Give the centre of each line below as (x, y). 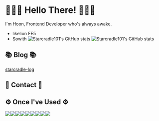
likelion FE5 (24, 33)
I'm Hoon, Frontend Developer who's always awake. (59, 24)
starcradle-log (20, 69)
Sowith (19, 39)
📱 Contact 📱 (24, 85)
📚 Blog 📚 (21, 55)
